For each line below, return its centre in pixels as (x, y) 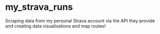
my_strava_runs (39, 7)
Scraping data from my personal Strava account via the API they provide (80, 21)
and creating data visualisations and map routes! (56, 26)
